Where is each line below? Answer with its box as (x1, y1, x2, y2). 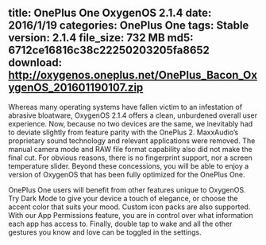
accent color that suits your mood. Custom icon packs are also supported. (8, 202, 251, 212)
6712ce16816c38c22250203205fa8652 (8, 44, 210, 57)
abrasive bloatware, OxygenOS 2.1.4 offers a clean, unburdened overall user (8, 111, 258, 120)
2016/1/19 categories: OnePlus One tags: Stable (8, 19, 249, 33)
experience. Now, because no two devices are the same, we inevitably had (8, 119, 253, 128)
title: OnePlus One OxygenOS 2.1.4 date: (8, 6, 212, 20)
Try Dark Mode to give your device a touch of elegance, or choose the (8, 193, 238, 203)
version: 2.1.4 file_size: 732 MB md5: (8, 31, 194, 45)
